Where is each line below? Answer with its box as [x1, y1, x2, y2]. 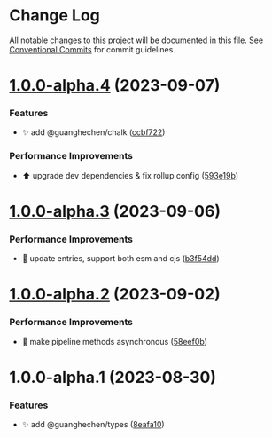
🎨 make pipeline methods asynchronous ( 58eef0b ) [21, 336, 208, 346]
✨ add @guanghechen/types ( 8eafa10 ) [21, 419, 166, 430]
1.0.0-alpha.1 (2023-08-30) [9, 367, 217, 387]
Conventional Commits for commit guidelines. [9, 44, 175, 54]
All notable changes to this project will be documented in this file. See [9, 35, 264, 45]
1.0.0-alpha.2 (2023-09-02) [9, 284, 221, 305]
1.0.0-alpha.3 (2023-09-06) [9, 201, 221, 221]
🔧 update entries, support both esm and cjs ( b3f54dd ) [21, 253, 220, 264]
